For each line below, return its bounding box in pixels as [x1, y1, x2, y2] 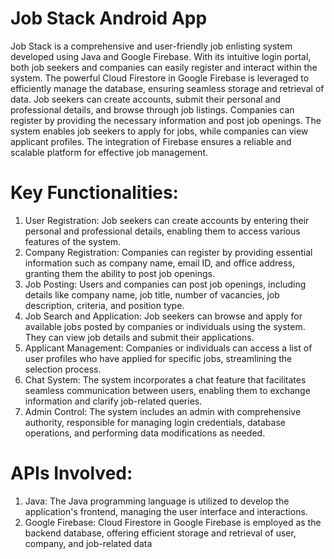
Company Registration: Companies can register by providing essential [24, 246, 313, 258]
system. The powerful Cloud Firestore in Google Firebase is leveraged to [10, 72, 310, 84]
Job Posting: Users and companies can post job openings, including [24, 278, 307, 290]
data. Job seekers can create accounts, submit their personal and [10, 93, 282, 105]
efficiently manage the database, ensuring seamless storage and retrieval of [10, 82, 325, 94]
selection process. [24, 363, 102, 375]
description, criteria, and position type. [24, 299, 185, 311]
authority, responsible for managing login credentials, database [24, 416, 286, 428]
